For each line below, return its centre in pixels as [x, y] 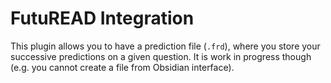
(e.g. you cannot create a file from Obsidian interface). [122, 67]
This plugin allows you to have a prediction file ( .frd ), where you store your [165, 46]
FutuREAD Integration [102, 18]
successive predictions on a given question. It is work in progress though [161, 56]
